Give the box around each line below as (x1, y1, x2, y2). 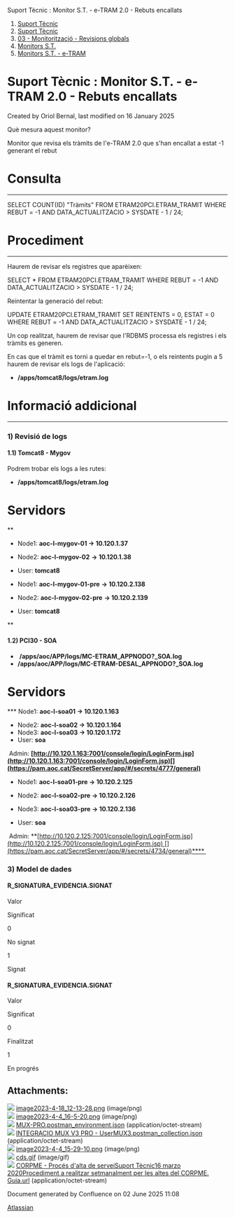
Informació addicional (7, 398, 137, 414)
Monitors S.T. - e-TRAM (17, 49, 86, 57)
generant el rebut (7, 146, 57, 155)
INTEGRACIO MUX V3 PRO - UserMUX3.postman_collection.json (15, 1129, 203, 1137)
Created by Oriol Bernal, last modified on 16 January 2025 (7, 111, 175, 120)
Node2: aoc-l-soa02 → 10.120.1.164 (17, 720, 122, 729)
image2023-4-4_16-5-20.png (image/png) (15, 1112, 138, 1121)
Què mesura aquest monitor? (7, 125, 91, 134)
